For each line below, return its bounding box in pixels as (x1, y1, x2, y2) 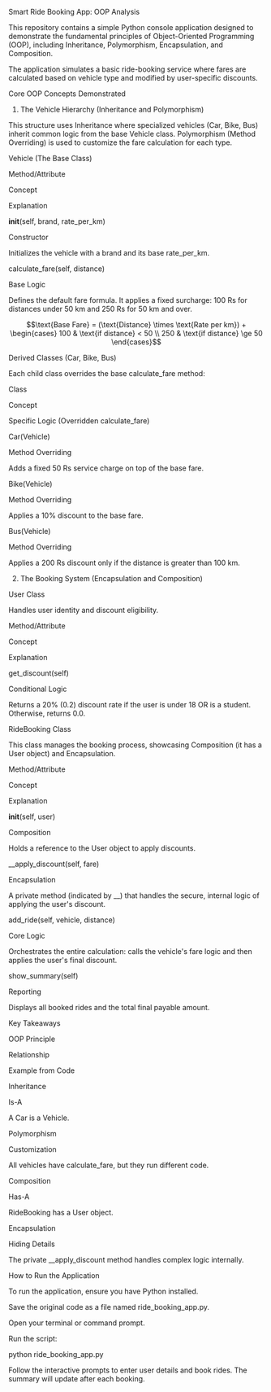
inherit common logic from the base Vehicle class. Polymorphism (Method (8, 129, 256, 138)
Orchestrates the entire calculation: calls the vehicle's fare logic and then (8, 947, 253, 956)
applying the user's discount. (8, 900, 106, 908)
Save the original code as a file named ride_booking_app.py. (8, 1302, 209, 1311)
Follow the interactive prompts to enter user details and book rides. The (8, 1365, 247, 1375)
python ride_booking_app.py (8, 1350, 104, 1359)
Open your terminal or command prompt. (8, 1318, 145, 1328)
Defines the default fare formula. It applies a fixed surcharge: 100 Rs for (8, 295, 247, 304)
